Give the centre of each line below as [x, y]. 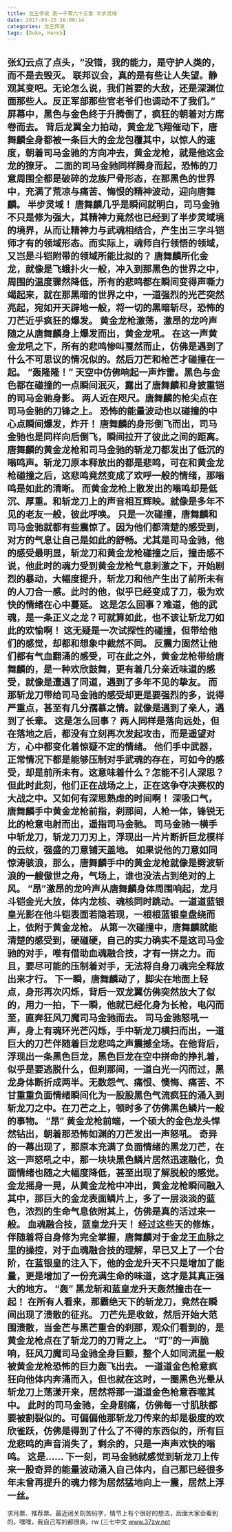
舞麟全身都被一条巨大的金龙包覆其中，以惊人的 [107, 139]
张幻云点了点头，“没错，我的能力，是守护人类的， [114, 62]
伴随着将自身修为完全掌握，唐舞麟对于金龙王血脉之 [116, 1237]
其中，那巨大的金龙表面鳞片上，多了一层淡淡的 [107, 1198]
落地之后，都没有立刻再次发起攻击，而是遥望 [111, 734]
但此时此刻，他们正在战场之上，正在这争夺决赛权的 [116, 785]
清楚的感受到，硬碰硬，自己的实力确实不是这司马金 [116, 940]
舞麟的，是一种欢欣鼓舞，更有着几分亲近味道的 [107, 669]
